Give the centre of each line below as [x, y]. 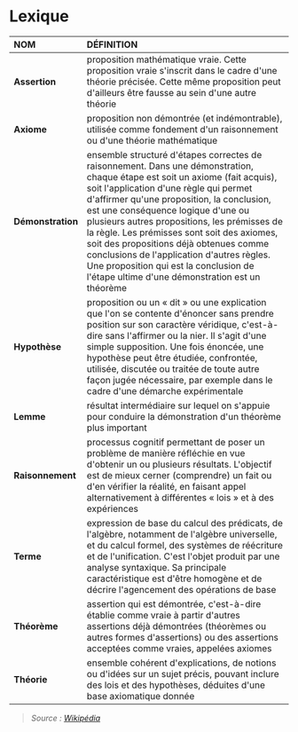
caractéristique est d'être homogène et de [174, 579]
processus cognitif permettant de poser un [176, 442]
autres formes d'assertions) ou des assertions [183, 637]
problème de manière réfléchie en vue [166, 453]
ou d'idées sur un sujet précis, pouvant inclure [183, 673]
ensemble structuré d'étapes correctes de [174, 154]
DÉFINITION [112, 44]
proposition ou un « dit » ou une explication [176, 302]
